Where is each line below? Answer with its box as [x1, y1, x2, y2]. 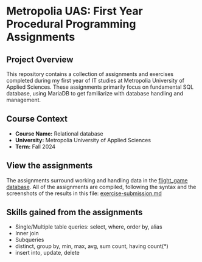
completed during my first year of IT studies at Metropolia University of [6, 77, 184, 84]
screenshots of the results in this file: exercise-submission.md [6, 190, 162, 197]
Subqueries [15, 236, 44, 244]
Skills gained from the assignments [6, 207, 143, 218]
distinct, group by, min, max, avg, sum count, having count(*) [15, 243, 169, 250]
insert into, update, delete [15, 249, 80, 257]
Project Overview [6, 54, 74, 64]
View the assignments [6, 160, 93, 171]
